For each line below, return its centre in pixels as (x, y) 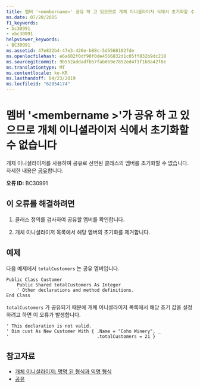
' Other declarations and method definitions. (76, 290)
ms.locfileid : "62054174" (38, 84)
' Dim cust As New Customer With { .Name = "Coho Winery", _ (84, 331)
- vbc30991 (20, 34)
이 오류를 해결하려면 (40, 204)
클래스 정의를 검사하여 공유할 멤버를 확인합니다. (70, 219)
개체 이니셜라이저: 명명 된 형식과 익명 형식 (63, 372)
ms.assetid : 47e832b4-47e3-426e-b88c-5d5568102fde (70, 51)
